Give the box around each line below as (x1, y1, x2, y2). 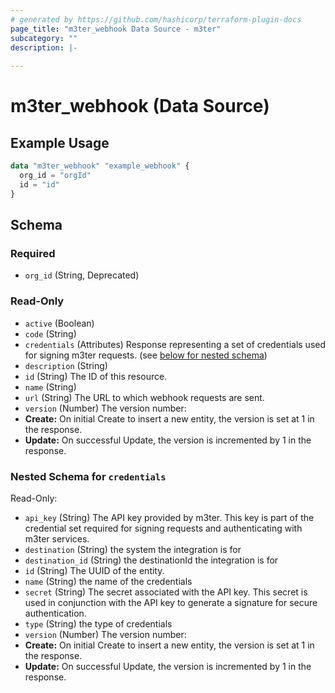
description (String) (24, 359, 108, 371)
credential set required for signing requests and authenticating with (24, 522, 303, 534)
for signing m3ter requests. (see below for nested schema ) (24, 349, 268, 361)
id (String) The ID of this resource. (24, 370, 168, 382)
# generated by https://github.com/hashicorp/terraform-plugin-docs (10, 14, 302, 25)
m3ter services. (24, 532, 90, 545)
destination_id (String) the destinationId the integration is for (24, 554, 279, 566)
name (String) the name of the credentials (24, 575, 193, 587)
